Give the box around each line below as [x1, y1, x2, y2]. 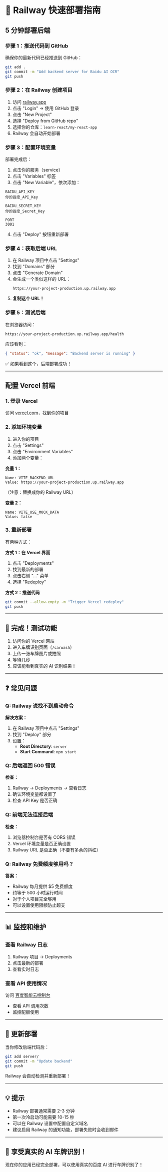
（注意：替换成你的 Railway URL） [5, 489, 76, 495]
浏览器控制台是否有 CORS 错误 [12, 834, 76, 840]
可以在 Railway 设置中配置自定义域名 [12, 1120, 88, 1126]
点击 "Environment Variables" [12, 448, 73, 454]
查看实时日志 [12, 966, 39, 972]
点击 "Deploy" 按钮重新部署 [12, 231, 69, 238]
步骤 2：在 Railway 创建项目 [5, 87, 72, 94]
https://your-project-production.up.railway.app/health [5, 331, 124, 337]
